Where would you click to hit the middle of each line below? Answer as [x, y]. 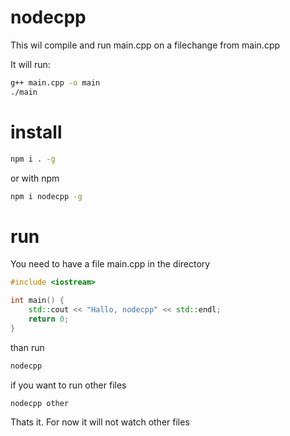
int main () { [37, 301]
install [36, 132]
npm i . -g [33, 159]
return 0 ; [49, 319]
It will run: [30, 64]
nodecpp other [40, 403]
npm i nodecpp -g [46, 196]
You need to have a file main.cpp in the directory [110, 264]
